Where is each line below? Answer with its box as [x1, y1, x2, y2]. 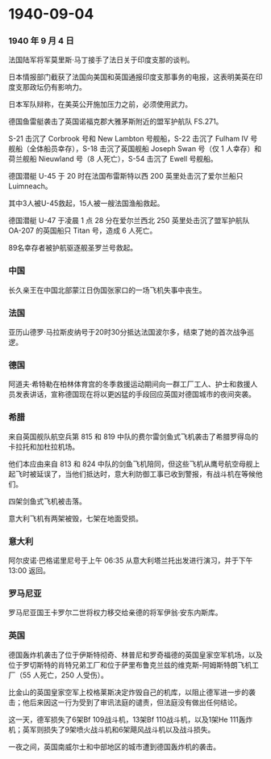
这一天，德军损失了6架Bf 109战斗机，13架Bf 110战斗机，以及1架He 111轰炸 [8, 715, 253, 724]
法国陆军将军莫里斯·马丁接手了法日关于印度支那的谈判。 [8, 55, 195, 65]
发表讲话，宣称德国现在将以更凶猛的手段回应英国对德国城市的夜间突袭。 [15, 390, 256, 399]
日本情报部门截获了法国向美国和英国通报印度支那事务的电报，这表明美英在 [8, 72, 256, 82]
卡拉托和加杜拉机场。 [8, 441, 79, 451]
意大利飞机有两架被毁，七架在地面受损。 [8, 513, 143, 523]
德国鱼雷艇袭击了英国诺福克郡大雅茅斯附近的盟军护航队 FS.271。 [8, 116, 223, 126]
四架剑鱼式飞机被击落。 [8, 496, 86, 506]
